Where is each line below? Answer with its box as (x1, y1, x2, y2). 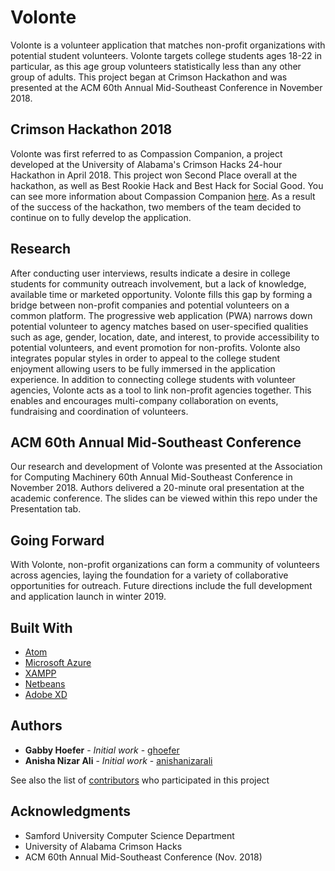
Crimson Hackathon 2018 (10, 121, 173, 138)
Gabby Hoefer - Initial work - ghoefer (24, 744, 180, 756)
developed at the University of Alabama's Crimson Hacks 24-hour (10, 158, 283, 170)
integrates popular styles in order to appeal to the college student (10, 352, 281, 364)
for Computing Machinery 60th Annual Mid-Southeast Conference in (10, 471, 293, 483)
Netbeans (24, 678, 66, 690)
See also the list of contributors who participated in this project (10, 774, 270, 786)
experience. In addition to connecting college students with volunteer (10, 373, 296, 385)
